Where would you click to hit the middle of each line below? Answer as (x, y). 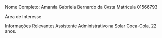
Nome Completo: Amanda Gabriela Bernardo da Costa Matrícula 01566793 (81, 7)
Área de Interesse (23, 16)
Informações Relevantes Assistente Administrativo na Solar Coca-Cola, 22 (81, 26)
